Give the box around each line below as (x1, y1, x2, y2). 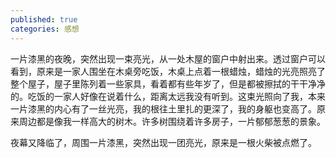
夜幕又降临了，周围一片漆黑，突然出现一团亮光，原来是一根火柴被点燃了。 (10, 136, 317, 148)
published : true (10, 14, 78, 25)
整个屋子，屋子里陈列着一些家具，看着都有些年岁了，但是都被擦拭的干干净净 (10, 77, 326, 90)
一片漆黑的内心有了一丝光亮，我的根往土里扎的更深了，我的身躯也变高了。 (10, 102, 317, 115)
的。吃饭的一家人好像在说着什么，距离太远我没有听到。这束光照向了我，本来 (10, 90, 326, 102)
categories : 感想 (10, 24, 80, 34)
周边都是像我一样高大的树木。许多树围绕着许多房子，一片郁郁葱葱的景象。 (18, 115, 326, 127)
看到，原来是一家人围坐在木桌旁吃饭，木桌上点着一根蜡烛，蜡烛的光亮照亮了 (10, 65, 326, 77)
